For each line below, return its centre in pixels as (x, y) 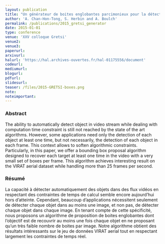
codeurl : (14, 64)
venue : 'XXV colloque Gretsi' (36, 37)
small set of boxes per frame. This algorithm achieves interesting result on (80, 161)
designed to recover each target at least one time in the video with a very (79, 156)
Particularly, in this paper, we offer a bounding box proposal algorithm (76, 150)
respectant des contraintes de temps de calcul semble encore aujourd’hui (80, 194)
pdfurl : (13, 78)
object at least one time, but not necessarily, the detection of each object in (82, 140)
